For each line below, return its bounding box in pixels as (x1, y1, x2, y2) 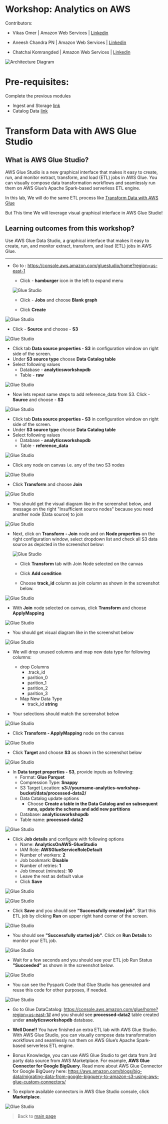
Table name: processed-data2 (19, 816, 83, 822)
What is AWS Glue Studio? (5, 156, 89, 164)
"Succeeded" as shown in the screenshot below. (12, 962, 114, 968)
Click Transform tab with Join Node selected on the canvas (19, 560, 143, 566)
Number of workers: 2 (19, 851, 66, 858)
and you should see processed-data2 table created (51, 1011, 159, 1017)
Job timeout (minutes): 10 (19, 867, 73, 873)
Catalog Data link (12, 107, 48, 113)
